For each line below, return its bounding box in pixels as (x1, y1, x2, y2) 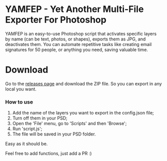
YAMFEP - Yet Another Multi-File (5, 3, 144, 15)
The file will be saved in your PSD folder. (12, 131, 96, 137)
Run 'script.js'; (12, 126, 42, 132)
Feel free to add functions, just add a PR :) (5, 150, 92, 156)
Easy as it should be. (5, 141, 48, 147)
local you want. (5, 86, 36, 92)
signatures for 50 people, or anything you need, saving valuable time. (5, 46, 148, 52)
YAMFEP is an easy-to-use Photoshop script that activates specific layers (5, 30, 156, 36)
